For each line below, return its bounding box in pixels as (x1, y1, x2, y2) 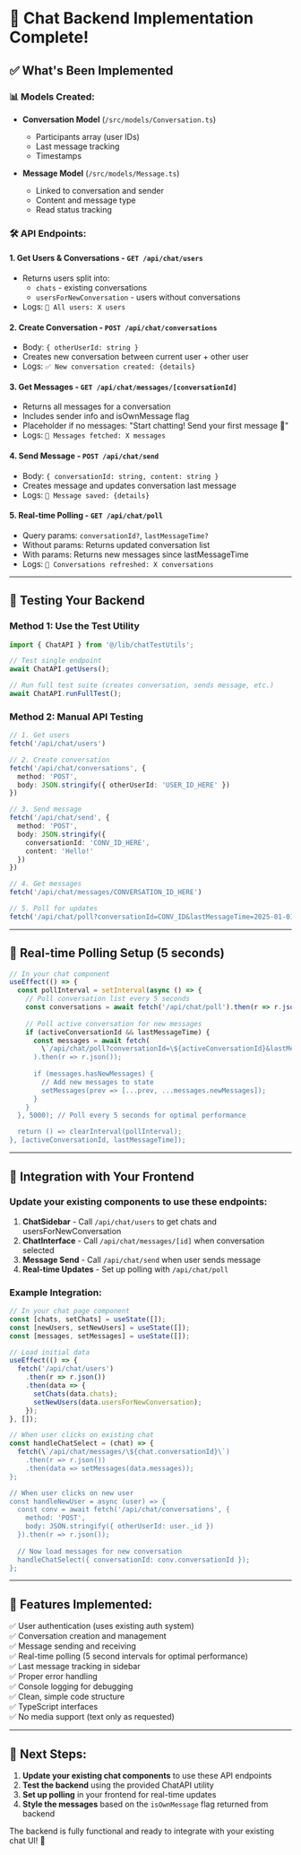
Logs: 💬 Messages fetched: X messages (21, 430, 166, 440)
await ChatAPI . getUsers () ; (9, 665, 110, 674)
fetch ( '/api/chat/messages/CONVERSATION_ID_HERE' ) (9, 888, 202, 897)
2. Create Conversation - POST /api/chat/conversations (9, 322, 218, 333)
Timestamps (35, 150, 82, 161)
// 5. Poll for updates (9, 904, 99, 913)
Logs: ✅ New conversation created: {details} (21, 361, 195, 371)
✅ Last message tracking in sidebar (9, 1661, 141, 1672)
